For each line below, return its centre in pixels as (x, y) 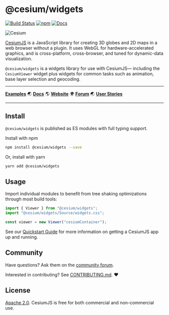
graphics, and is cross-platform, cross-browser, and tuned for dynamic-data (84, 53)
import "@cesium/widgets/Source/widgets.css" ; (55, 213)
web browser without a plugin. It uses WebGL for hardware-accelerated (79, 48)
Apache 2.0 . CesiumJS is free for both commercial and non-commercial (80, 302)
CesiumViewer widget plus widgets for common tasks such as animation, (80, 73)
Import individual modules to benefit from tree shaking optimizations (76, 194)
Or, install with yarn (25, 157)
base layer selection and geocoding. (43, 79)
